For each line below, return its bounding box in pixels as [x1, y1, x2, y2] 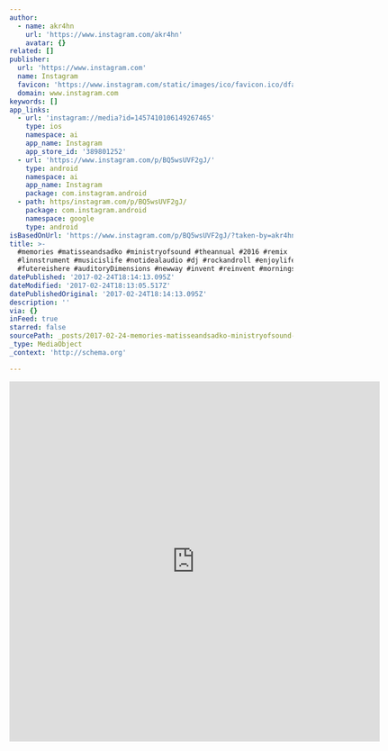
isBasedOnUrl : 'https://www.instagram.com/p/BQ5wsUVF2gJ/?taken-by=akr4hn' [9, 231, 300, 240]
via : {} [9, 306, 39, 315]
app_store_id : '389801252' [25, 147, 127, 156]
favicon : [17, 80, 50, 89]
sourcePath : [9, 331, 54, 340]
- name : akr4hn [17, 22, 75, 31]
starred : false [9, 323, 67, 332]
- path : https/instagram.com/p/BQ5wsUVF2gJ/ [17, 197, 187, 207]
